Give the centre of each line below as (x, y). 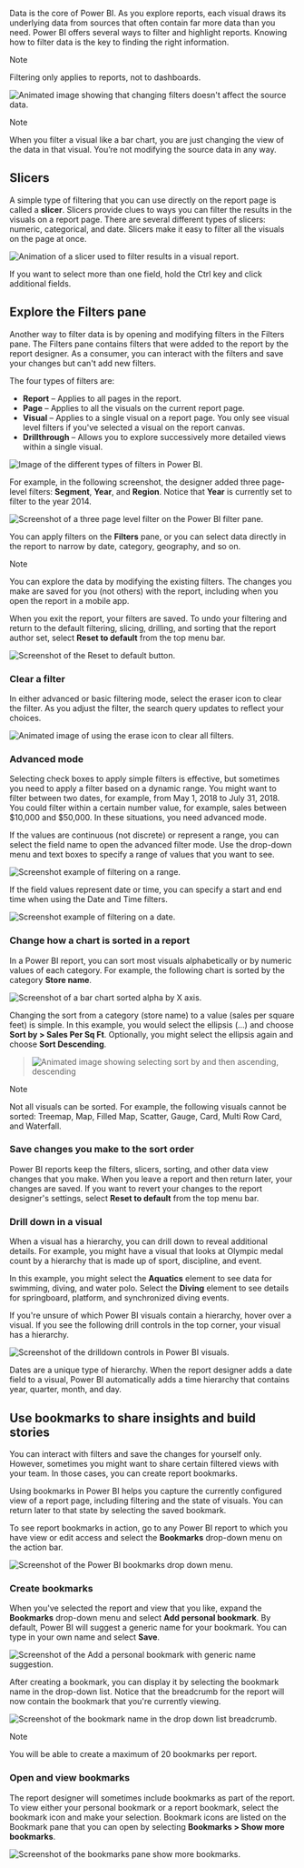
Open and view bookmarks (70, 1778)
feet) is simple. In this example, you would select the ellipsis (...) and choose (152, 1024)
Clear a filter (37, 678)
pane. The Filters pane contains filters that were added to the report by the (149, 344)
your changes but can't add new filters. (83, 363)
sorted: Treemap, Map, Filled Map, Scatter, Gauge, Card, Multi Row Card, (146, 1116)
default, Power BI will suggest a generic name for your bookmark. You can (148, 1628)
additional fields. (40, 283)
